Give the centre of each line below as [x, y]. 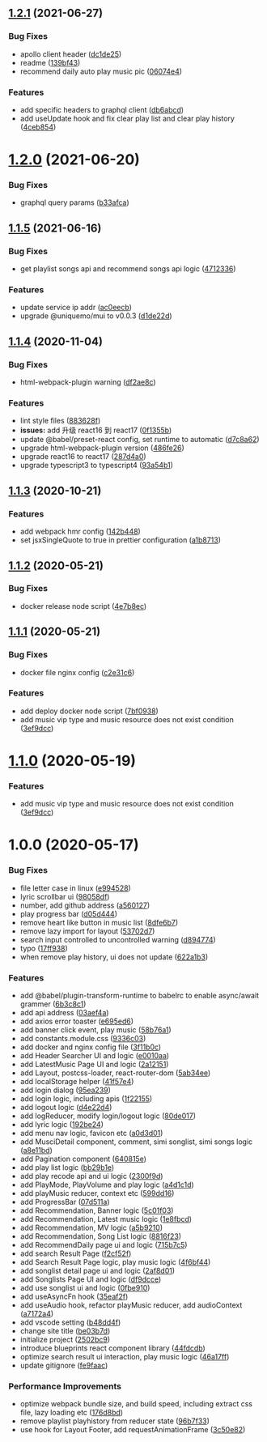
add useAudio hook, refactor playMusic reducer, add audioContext [131, 1305]
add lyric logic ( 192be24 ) [61, 1125]
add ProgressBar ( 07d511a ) [65, 1202]
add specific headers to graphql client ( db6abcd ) [102, 109]
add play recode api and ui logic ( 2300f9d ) [91, 1176]
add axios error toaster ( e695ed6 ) [76, 1021]
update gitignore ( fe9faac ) [64, 1365]
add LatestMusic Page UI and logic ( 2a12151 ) [94, 1065]
